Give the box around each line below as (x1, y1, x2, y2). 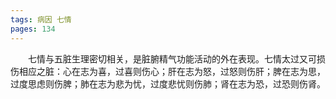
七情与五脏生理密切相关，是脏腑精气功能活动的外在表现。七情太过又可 (28, 52, 317, 65)
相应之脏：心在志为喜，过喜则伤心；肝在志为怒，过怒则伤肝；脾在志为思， (18, 65, 326, 77)
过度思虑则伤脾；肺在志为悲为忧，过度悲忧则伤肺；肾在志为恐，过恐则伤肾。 (10, 77, 326, 90)
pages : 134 (10, 24, 56, 34)
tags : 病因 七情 (10, 14, 72, 25)
